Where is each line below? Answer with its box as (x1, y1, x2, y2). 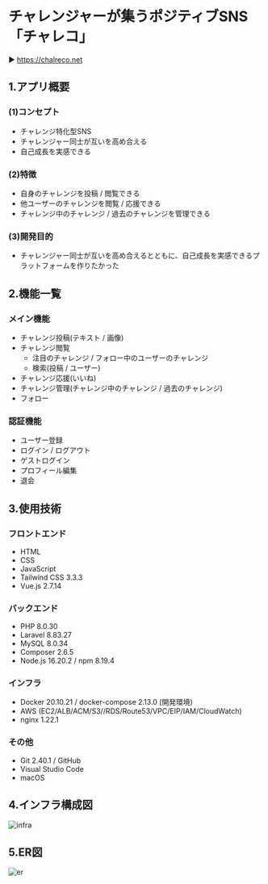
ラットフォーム (19, 261, 70, 270)
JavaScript (19, 563, 57, 573)
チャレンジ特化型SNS (19, 126, 92, 136)
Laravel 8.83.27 (19, 631, 73, 640)
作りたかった (76, 261, 119, 270)
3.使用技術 (8, 501, 62, 515)
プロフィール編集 (19, 466, 77, 476)
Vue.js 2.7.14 (19, 580, 62, 590)
